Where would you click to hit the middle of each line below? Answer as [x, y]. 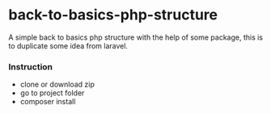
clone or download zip [57, 84]
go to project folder [52, 93]
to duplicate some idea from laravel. [68, 45]
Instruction [31, 66]
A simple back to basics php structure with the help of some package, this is [136, 37]
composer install [48, 102]
